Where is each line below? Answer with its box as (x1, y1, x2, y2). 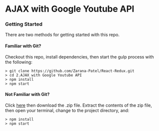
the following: (5, 59, 33, 65)
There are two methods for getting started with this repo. (5, 32, 120, 37)
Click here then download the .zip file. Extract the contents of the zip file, (5, 102, 152, 108)
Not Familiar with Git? (5, 92, 50, 97)
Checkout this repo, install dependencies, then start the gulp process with (5, 54, 154, 59)
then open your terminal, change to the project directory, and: (5, 107, 130, 113)
